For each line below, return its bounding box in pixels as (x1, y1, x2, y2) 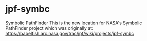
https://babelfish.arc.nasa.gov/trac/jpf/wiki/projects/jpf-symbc (5, 30, 134, 36)
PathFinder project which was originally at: (5, 25, 94, 31)
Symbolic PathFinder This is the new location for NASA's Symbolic (5, 20, 142, 26)
